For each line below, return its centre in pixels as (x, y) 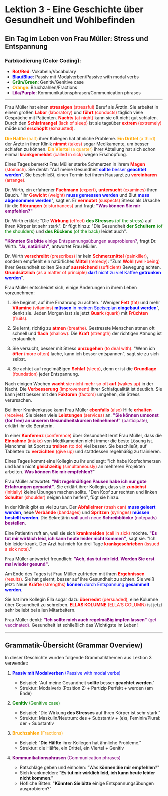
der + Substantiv (37, 723)
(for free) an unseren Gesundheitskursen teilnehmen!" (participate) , (77, 420)
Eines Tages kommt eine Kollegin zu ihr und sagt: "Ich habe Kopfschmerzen (83, 461)
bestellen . (16, 523)
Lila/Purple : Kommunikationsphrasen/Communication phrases (77, 93)
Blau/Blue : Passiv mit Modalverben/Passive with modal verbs (75, 77)
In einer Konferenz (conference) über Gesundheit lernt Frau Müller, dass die (84, 435)
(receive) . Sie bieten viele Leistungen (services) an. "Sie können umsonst (82, 415)
